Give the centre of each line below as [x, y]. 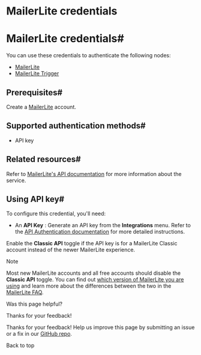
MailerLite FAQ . [25, 292]
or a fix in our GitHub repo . [39, 334]
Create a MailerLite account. [41, 107]
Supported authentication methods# [76, 126]
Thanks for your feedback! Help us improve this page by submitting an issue [100, 327]
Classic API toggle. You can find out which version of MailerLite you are [95, 280]
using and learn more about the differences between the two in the [89, 286]
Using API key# [35, 199]
